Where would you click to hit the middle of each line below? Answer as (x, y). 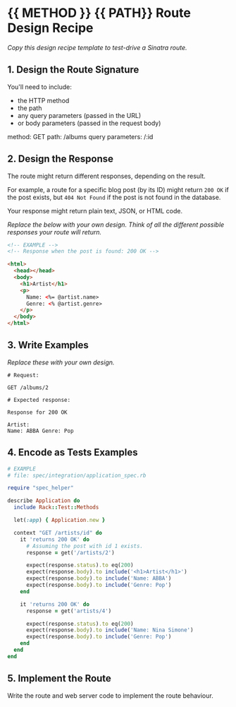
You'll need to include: (39, 87)
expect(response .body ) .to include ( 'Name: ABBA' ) (99, 578)
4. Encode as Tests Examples (73, 452)
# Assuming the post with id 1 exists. (84, 546)
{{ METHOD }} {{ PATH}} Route (99, 13)
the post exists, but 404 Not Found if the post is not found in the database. (114, 197)
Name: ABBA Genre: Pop (41, 431)
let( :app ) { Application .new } (60, 521)
